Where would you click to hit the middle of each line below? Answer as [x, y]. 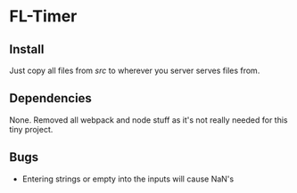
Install [27, 49]
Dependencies [50, 98]
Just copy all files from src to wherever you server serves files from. [135, 70]
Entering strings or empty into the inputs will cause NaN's [128, 179]
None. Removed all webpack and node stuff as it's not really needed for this [148, 120]
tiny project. [31, 129]
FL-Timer [43, 16]
